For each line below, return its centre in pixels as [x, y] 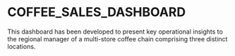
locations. [22, 46]
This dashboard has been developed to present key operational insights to [115, 31]
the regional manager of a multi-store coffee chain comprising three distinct [117, 38]
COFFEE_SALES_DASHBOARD [96, 12]
